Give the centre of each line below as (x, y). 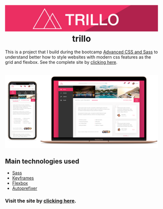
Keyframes (23, 178)
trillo (81, 38)
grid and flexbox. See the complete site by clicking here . (61, 62)
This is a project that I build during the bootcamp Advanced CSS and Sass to (81, 52)
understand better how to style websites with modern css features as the (78, 57)
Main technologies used (42, 161)
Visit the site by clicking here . (41, 201)
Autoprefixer (24, 188)
